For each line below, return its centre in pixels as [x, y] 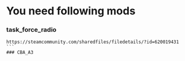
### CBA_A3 [20, 53]
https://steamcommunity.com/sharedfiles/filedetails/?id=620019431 [93, 42]
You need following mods [71, 11]
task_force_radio [31, 30]
